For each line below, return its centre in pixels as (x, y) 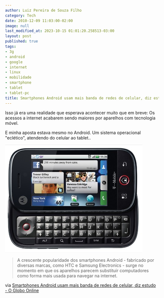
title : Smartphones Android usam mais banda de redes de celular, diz (78, 98)
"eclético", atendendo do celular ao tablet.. (48, 138)
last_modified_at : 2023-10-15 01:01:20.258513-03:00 (60, 31)
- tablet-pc (17, 93)
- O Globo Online (22, 290)
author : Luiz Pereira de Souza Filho (43, 10)
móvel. (12, 123)
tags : (10, 46)
